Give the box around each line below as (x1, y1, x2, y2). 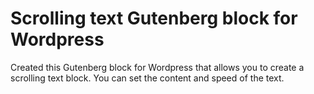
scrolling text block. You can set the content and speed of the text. (10, 72, 285, 84)
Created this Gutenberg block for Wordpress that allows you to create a (10, 61, 305, 73)
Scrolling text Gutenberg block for (10, 7, 298, 30)
